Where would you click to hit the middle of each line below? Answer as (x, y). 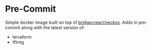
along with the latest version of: (53, 27)
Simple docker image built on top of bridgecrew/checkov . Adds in (71, 22)
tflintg (18, 42)
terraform (22, 37)
